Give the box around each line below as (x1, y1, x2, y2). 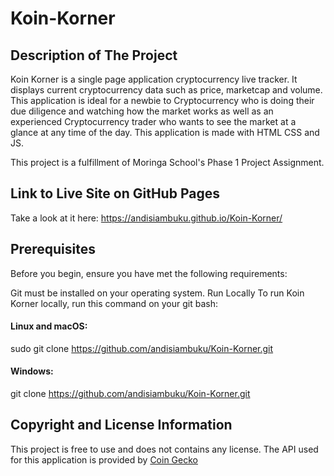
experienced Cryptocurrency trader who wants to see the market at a (10, 116, 297, 127)
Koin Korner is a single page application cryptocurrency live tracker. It (10, 73, 298, 85)
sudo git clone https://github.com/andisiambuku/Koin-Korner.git (10, 342, 274, 354)
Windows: (10, 365, 54, 377)
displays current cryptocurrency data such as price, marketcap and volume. (10, 84, 323, 96)
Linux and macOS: (10, 320, 88, 332)
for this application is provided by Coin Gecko (10, 453, 198, 466)
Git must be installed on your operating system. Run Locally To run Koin (10, 287, 305, 299)
